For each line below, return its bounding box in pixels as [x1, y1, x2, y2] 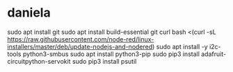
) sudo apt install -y [152, 42, 208, 51]
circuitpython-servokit [7, 57, 71, 65]
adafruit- [200, 50, 227, 58]
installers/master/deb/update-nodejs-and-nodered [7, 42, 153, 51]
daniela [7, 5, 51, 21]
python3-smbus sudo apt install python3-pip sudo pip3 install [22, 50, 200, 58]
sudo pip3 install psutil [72, 57, 137, 65]
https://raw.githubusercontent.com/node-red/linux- [7, 35, 154, 43]
